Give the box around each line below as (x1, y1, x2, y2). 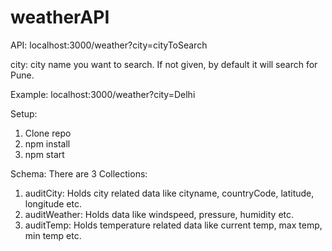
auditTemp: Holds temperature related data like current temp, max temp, (24, 219, 323, 231)
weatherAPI (10, 6, 110, 29)
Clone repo (24, 127, 72, 139)
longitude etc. (24, 197, 82, 210)
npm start (24, 148, 65, 160)
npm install (24, 137, 71, 150)
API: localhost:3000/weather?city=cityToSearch (10, 39, 208, 51)
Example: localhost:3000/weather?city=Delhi (10, 88, 196, 100)
